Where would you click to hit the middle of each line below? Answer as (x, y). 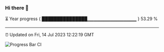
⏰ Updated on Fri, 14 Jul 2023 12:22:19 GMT (50, 35)
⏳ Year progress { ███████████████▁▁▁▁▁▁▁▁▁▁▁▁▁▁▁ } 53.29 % (82, 19)
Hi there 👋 (17, 8)
